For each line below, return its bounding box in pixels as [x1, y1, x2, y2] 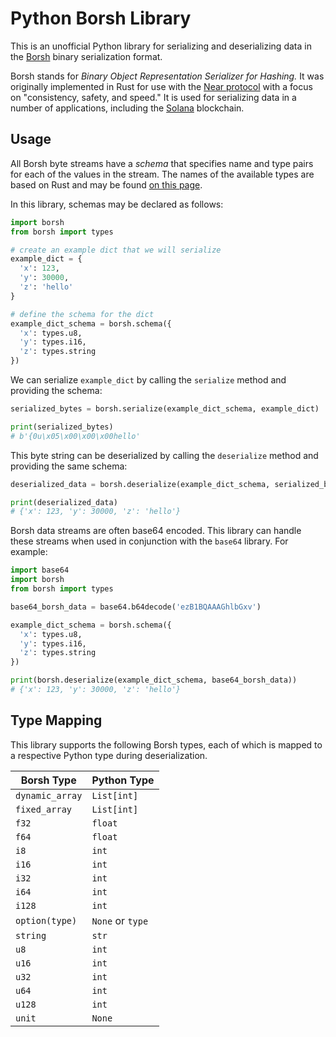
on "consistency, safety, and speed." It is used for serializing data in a [10, 91, 297, 103]
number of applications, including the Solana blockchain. [10, 102, 245, 114]
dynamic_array [15, 790, 83, 801]
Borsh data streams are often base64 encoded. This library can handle [10, 525, 302, 537]
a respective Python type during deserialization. [10, 749, 208, 761]
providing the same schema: [10, 460, 128, 472]
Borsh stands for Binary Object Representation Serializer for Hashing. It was [10, 70, 325, 82]
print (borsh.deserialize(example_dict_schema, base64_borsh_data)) [10, 675, 298, 686]
